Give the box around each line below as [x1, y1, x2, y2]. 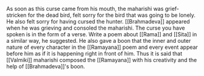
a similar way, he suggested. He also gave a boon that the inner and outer [6, 37, 191, 44]
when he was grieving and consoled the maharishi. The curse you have [6, 24, 186, 31]
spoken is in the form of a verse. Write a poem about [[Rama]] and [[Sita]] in [6, 31, 197, 38]
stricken [6, 11, 27, 19]
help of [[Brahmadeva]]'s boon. [6, 63, 85, 70]
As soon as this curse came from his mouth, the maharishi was [6, 5, 164, 12]
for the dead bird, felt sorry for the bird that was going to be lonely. [27, 11, 196, 19]
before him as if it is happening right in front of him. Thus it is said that [6, 50, 183, 57]
